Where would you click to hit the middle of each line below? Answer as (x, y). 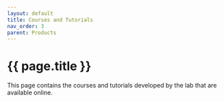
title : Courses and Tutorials (50, 20)
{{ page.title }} (49, 66)
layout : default (30, 13)
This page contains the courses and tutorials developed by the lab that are (112, 86)
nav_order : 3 (26, 26)
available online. (30, 92)
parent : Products (32, 33)
